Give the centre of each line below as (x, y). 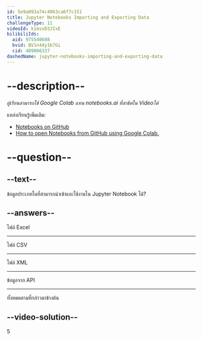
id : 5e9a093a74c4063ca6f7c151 (45, 12)
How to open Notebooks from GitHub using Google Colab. (87, 133)
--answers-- (31, 213)
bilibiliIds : (23, 34)
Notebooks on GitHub (42, 127)
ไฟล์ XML (17, 263)
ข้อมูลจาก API (21, 280)
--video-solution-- (42, 317)
